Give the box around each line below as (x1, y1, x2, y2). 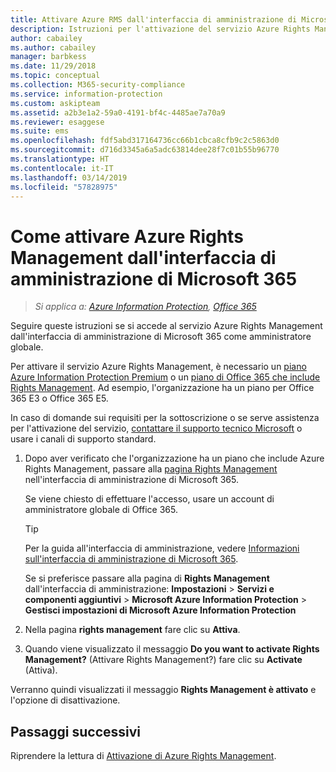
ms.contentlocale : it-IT (10, 163, 114, 173)
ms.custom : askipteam (10, 98, 101, 108)
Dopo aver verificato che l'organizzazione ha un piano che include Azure (24, 452, 325, 465)
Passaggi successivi (10, 723, 142, 740)
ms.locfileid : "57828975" (10, 182, 118, 192)
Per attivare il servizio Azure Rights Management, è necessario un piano (10, 361, 307, 373)
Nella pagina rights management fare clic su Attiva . (24, 624, 241, 636)
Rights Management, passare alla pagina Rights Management (24, 463, 278, 475)
